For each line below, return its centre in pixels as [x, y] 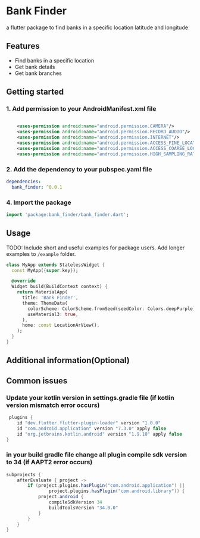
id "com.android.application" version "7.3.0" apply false [92, 428]
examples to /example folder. [41, 254]
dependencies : [24, 182]
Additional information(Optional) [68, 360]
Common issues [37, 381]
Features [23, 46]
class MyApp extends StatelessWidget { [56, 265]
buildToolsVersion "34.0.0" [83, 508]
